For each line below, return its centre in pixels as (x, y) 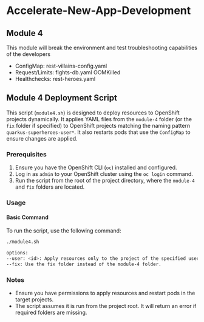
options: (17, 253)
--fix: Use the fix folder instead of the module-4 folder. (84, 264)
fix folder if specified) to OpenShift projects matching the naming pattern (98, 125)
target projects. (34, 299)
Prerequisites (26, 154)
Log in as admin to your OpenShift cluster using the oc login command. (104, 174)
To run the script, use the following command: (64, 231)
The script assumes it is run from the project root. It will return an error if (106, 306)
